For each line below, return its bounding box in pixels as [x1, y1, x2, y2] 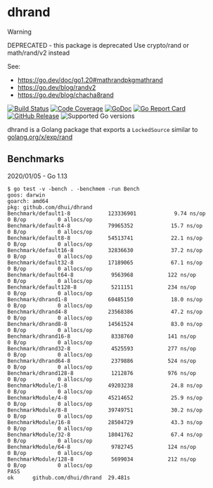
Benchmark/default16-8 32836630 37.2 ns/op [7, 246, 202, 253]
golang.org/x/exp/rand [7, 133, 72, 141]
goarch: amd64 [7, 197, 49, 204]
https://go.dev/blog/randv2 [17, 83, 96, 91]
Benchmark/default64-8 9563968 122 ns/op [7, 271, 197, 278]
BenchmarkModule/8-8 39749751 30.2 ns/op [7, 407, 202, 414]
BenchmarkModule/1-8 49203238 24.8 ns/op [7, 382, 202, 389]
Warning [7, 27, 32, 36]
